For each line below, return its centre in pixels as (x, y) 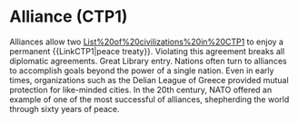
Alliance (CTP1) (69, 17)
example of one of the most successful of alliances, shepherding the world (149, 99)
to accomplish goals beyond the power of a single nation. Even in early (142, 71)
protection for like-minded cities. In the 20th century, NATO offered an (141, 90)
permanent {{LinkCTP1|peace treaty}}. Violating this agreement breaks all (147, 51)
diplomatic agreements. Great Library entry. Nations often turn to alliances (149, 61)
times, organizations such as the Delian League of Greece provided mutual (149, 80)
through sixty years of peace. (65, 109)
